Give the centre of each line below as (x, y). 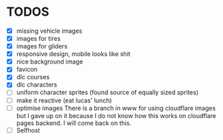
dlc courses (33, 77)
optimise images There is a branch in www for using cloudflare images (116, 108)
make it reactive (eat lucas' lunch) (64, 100)
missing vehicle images (49, 31)
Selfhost (28, 130)
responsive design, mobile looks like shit (73, 54)
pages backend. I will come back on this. (74, 123)
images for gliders (42, 46)
